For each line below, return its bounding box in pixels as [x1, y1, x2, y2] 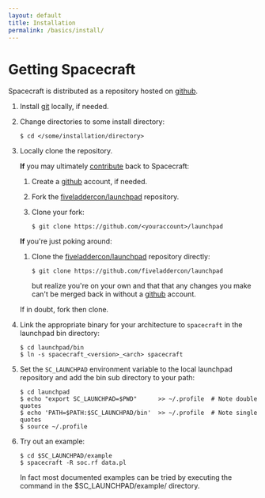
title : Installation [8, 19, 77, 27]
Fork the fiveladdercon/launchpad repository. [31, 192, 180, 202]
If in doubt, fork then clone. [19, 305, 109, 315]
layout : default [8, 11, 62, 20]
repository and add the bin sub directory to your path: [19, 373, 195, 383]
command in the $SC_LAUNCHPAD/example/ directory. [19, 481, 200, 491]
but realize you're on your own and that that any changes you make [31, 281, 252, 291]
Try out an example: [19, 436, 85, 447]
